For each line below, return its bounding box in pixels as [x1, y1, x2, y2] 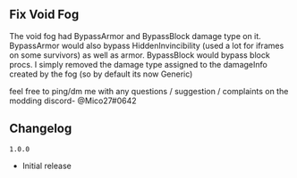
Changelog [9, 121, 72, 136]
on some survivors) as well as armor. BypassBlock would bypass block [9, 49, 270, 61]
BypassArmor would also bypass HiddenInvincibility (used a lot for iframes [9, 40, 284, 51]
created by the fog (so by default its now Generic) [9, 69, 193, 79]
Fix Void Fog [9, 7, 80, 22]
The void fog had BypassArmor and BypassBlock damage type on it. [9, 30, 261, 41]
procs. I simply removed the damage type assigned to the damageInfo [9, 59, 268, 69]
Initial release [21, 160, 72, 171]
